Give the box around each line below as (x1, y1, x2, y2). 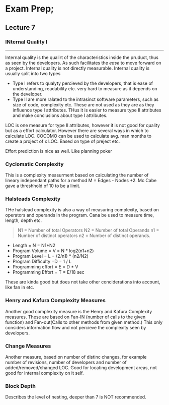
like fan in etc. (5, 284, 34, 291)
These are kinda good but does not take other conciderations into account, (5, 279, 160, 285)
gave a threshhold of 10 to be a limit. (5, 183, 80, 189)
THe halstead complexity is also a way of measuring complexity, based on (5, 207, 159, 213)
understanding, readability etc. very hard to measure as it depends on (12, 85, 157, 91)
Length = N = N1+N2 (12, 243, 56, 249)
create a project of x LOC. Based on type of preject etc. (5, 138, 120, 144)
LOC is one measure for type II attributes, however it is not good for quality (5, 122, 160, 128)
